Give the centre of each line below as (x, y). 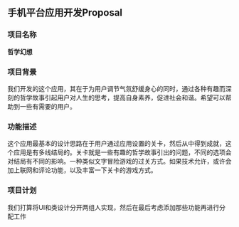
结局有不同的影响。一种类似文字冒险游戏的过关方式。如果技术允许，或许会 (122, 162)
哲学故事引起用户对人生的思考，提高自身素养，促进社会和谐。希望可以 (122, 97)
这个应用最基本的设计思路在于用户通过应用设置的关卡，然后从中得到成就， (116, 144)
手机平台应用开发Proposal (65, 13)
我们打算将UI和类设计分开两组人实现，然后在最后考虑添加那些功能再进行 (113, 207)
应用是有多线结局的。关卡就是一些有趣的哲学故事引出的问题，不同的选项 (119, 152)
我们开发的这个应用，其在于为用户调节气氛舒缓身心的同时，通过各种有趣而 (116, 88)
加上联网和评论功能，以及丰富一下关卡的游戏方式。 (82, 170)
